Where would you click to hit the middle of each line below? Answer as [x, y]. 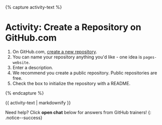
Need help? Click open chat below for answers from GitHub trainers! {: [78, 112]
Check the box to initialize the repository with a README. [71, 83]
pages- [150, 57]
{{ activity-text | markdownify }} [38, 103]
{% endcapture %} [25, 93]
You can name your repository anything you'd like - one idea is [77, 57]
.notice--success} [24, 118]
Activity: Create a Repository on [73, 27]
